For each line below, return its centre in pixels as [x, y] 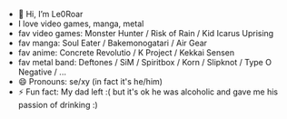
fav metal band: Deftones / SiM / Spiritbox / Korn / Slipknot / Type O [145, 62]
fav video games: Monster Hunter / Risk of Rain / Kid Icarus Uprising [146, 33]
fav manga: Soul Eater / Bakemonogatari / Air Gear [112, 43]
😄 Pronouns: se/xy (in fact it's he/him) [90, 81]
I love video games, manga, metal [81, 24]
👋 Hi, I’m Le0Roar [50, 14]
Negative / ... [42, 72]
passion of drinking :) [58, 105]
